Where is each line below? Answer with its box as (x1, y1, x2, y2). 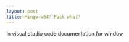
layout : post (6, 8, 38, 15)
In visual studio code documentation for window (6, 30, 124, 37)
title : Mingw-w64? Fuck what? (6, 14, 81, 20)
